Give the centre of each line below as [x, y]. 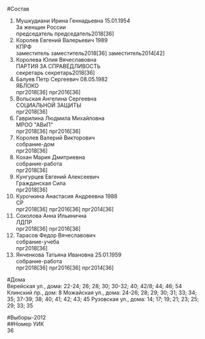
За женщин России [41, 27]
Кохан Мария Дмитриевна [50, 157]
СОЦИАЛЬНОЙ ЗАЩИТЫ [49, 105]
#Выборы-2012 [27, 317]
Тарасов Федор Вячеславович [56, 235]
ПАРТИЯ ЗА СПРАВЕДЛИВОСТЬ [58, 66]
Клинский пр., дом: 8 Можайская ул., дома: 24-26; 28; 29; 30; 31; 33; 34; [102, 292]
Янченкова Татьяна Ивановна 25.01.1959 [69, 255]
